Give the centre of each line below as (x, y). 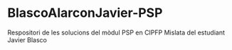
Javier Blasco (27, 39)
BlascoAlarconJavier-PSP (85, 13)
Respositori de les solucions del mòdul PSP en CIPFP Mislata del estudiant (116, 32)
